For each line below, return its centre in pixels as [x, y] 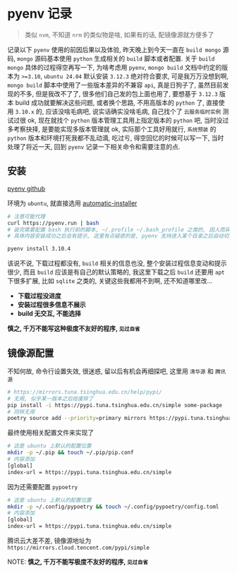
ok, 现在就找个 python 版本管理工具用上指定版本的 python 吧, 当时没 [125, 120]
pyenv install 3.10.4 [39, 249]
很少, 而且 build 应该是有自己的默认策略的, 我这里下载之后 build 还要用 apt [116, 272]
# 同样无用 [21, 412]
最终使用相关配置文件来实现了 [50, 433]
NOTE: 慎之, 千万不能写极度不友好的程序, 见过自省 [78, 562]
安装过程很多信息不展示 [51, 305]
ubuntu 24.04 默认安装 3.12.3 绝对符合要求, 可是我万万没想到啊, [136, 76]
